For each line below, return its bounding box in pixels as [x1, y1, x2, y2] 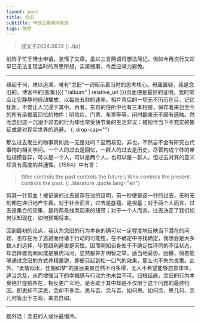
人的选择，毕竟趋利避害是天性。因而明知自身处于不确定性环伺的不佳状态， [11, 242, 195, 249]
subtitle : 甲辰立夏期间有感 [6, 20, 69, 26]
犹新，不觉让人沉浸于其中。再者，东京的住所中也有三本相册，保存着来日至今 [6, 104, 195, 111]
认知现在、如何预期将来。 [11, 214, 75, 221]
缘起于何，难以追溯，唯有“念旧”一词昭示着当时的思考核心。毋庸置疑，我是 [6, 81, 190, 89]
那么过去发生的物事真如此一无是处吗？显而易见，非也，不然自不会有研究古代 [6, 139, 195, 146]
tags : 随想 [6, 25, 32, 32]
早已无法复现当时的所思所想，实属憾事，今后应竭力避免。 [6, 63, 148, 70]
